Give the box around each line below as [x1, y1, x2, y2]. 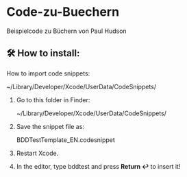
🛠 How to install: [6, 47, 80, 59]
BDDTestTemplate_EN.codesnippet [16, 135, 116, 144]
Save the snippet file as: [16, 122, 85, 130]
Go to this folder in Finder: [16, 95, 90, 104]
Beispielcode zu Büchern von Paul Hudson [6, 27, 127, 35]
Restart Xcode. [16, 149, 59, 157]
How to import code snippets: [6, 69, 90, 78]
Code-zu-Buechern [6, 4, 120, 20]
